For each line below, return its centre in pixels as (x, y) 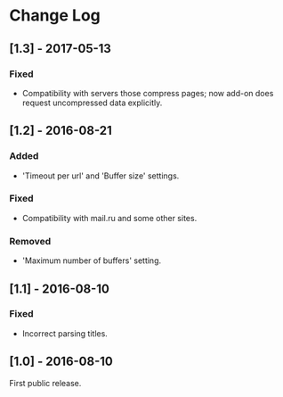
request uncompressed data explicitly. (92, 103)
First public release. (45, 383)
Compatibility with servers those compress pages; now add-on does (148, 93)
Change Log (55, 16)
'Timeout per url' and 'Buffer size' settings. (101, 176)
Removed (30, 241)
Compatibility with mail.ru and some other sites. (109, 218)
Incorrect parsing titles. (65, 333)
